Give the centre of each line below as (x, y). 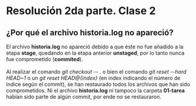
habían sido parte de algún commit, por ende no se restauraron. (84, 97)
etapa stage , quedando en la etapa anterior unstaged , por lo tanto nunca (95, 53)
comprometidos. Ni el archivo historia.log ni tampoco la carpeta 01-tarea (95, 90)
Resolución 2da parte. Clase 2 (81, 11)
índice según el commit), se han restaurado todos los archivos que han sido (98, 84)
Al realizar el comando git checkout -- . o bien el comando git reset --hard (97, 72)
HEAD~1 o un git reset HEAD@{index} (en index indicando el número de (93, 78)
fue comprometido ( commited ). (45, 59)
